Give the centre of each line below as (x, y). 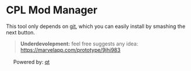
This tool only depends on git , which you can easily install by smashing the (96, 26)
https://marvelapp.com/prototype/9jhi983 (70, 49)
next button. (21, 32)
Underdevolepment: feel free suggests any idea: (79, 44)
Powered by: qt (31, 62)
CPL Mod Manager (52, 10)
